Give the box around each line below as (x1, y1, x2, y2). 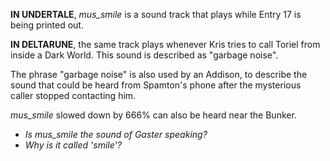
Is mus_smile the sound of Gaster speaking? (24, 129, 208, 140)
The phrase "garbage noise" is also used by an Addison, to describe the (10, 69, 308, 80)
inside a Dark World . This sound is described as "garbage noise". (10, 49, 279, 61)
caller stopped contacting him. (10, 90, 137, 101)
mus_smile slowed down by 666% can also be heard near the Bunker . (10, 109, 297, 121)
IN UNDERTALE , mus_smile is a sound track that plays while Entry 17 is (10, 9, 302, 20)
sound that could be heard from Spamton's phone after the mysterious (10, 79, 302, 91)
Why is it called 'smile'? (24, 139, 122, 151)
